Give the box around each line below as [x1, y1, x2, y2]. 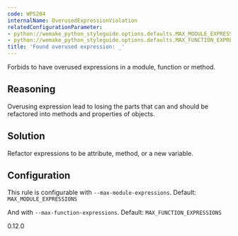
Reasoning [7, 83, 56, 96]
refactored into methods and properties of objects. [7, 109, 155, 118]
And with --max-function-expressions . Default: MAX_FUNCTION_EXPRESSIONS [7, 208, 222, 217]
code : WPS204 [7, 10, 46, 18]
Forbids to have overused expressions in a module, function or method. [7, 63, 216, 71]
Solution [7, 130, 45, 142]
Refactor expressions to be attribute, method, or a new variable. [7, 149, 193, 157]
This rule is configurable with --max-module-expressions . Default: [7, 189, 197, 197]
